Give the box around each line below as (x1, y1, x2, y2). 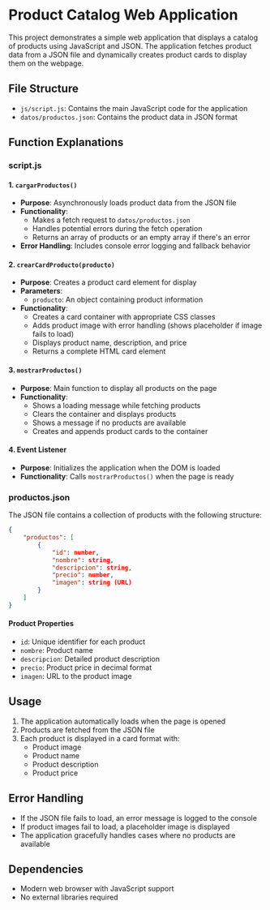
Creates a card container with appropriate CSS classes (32, 312, 216, 322)
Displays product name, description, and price (32, 338, 187, 348)
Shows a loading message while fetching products (32, 400, 201, 410)
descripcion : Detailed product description (19, 655, 161, 663)
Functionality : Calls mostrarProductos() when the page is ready (19, 471, 234, 481)
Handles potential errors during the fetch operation (32, 224, 203, 234)
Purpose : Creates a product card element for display (19, 277, 197, 287)
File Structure (8, 82, 79, 96)
